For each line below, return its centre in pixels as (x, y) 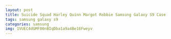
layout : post (19, 10)
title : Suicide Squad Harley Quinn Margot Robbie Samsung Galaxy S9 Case (86, 15)
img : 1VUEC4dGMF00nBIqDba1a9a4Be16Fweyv (49, 29)
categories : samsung (27, 24)
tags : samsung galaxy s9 (32, 19)
